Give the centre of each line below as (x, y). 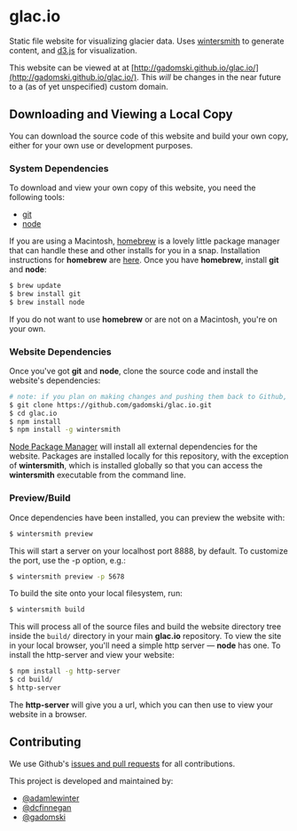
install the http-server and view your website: (92, 655)
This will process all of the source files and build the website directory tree (145, 627)
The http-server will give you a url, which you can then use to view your (141, 705)
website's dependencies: (55, 380)
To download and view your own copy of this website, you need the (133, 188)
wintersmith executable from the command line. (98, 475)
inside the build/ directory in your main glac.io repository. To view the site (145, 636)
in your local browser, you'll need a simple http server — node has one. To (145, 645)
